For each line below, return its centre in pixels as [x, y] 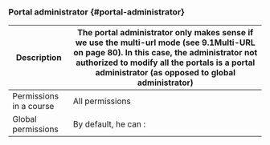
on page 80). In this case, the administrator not [166, 53]
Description [39, 58]
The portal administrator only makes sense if [166, 33]
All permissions [102, 101]
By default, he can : [109, 124]
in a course [33, 107]
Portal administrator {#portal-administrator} [96, 12]
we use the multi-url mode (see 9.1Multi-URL [165, 42]
